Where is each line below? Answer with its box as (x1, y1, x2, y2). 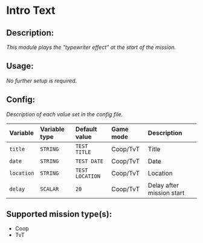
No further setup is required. (6, 77, 77, 84)
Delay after (147, 181, 179, 189)
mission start (147, 188, 185, 197)
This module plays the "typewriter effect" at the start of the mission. (6, 43, 176, 51)
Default (75, 125, 97, 133)
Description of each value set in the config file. (6, 110, 123, 118)
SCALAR (40, 185, 59, 192)
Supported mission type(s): (6, 209, 112, 219)
